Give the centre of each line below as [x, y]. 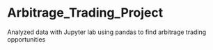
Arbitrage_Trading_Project [85, 13]
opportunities [26, 39]
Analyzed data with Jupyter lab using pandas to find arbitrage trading [107, 32]
